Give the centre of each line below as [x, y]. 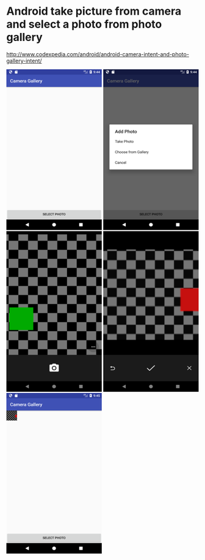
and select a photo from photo [84, 24]
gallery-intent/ [24, 61]
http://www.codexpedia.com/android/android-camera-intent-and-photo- [98, 54]
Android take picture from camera [94, 11]
